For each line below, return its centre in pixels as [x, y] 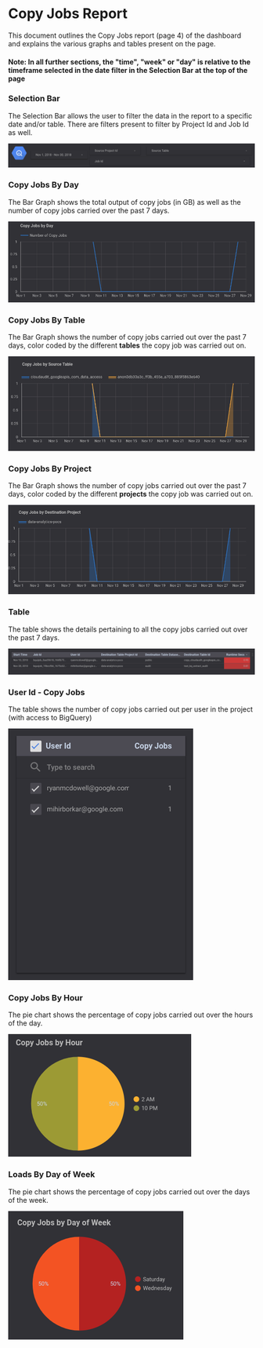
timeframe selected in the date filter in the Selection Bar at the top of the [128, 70]
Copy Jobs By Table [47, 320]
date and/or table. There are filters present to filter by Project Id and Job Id [128, 124]
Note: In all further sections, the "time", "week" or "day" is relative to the [130, 62]
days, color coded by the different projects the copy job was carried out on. [131, 494]
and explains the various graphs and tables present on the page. [112, 43]
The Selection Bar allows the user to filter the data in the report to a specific [130, 115]
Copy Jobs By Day [44, 185]
